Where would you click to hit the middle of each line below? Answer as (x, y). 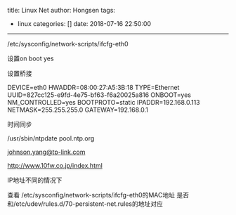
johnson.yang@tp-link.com (46, 152)
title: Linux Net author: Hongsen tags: (61, 10)
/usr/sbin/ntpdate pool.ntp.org (51, 138)
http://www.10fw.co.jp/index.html (55, 165)
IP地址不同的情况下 (35, 180)
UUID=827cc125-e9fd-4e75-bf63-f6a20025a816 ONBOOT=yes (99, 95)
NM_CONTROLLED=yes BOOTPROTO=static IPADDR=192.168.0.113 (104, 102)
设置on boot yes (31, 58)
